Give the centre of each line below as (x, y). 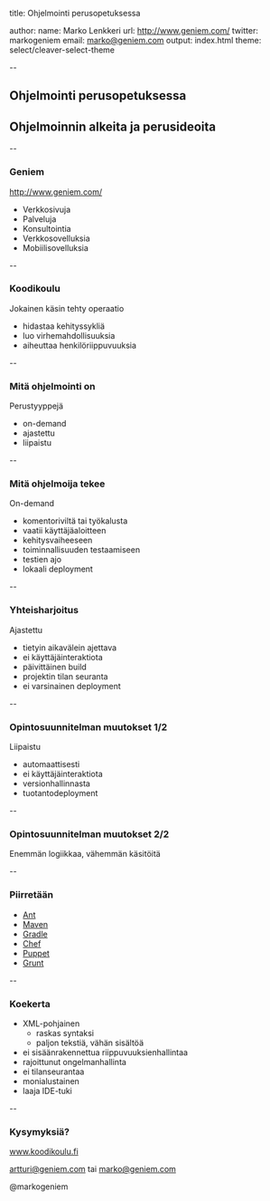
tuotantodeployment (60, 793)
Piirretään (32, 895)
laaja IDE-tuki (47, 1091)
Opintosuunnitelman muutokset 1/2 (88, 726)
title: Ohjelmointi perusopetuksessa (75, 13)
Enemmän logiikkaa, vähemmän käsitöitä (85, 854)
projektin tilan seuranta (65, 676)
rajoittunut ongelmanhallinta (74, 1062)
